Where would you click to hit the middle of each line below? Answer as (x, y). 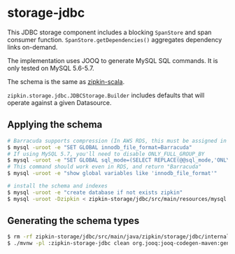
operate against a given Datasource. (59, 102)
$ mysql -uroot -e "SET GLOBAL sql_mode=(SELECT (79, 160)
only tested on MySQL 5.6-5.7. (51, 68)
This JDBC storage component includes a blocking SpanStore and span (109, 32)
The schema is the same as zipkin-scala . (66, 81)
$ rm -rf (20, 237)
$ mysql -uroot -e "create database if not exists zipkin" (95, 192)
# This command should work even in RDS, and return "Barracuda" (104, 167)
